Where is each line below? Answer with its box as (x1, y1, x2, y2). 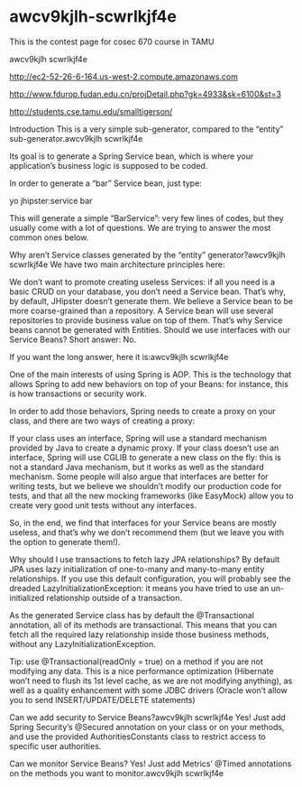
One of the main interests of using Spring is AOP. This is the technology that (9, 368, 292, 380)
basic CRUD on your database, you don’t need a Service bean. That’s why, (9, 286, 286, 297)
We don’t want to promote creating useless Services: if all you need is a (9, 276, 276, 287)
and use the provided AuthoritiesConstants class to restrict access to (9, 731, 266, 742)
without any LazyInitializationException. (9, 638, 156, 649)
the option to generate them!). (9, 536, 121, 547)
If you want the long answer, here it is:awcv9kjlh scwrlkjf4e (9, 351, 229, 362)
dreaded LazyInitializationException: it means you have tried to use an (9, 582, 270, 593)
